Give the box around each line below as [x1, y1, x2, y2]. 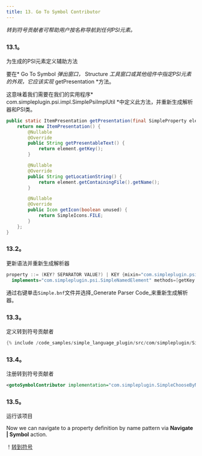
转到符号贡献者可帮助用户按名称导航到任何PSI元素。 [6, 26, 136, 33]
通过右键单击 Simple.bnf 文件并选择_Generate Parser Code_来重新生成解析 [6, 289, 188, 296]
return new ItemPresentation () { [17, 123, 101, 130]
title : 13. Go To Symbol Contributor [6, 8, 101, 15]
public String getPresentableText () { [28, 140, 125, 147]
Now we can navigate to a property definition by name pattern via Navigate [6, 425, 194, 432]
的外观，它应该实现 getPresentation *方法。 [6, 78, 115, 85]
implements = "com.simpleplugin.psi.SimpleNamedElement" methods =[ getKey [11, 277, 195, 283]
